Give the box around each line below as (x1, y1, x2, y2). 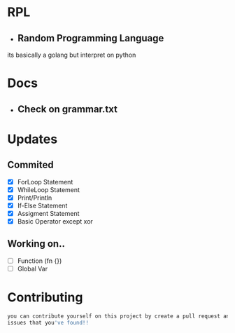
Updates (7, 131, 58, 147)
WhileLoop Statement (17, 185, 80, 193)
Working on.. (7, 238, 65, 250)
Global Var (17, 264, 48, 273)
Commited (7, 159, 54, 171)
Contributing (7, 290, 83, 306)
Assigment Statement (17, 209, 80, 217)
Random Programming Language (17, 32, 164, 44)
